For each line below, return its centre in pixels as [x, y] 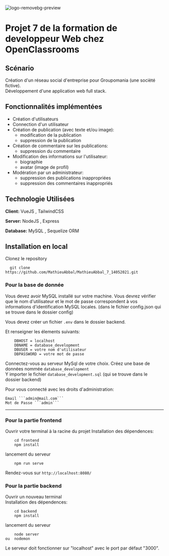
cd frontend [27, 441]
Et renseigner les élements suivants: [43, 331]
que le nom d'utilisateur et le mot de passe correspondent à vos [71, 301]
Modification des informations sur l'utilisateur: [60, 156]
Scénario [20, 68]
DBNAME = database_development [47, 345]
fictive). [13, 85]
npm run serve [29, 464]
